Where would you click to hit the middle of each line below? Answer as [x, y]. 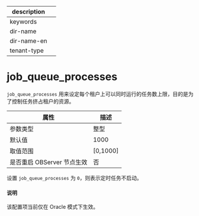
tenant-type [27, 51]
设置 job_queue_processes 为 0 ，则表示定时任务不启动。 [75, 178]
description [28, 12]
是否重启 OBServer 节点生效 [49, 162]
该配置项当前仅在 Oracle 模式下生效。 [53, 207]
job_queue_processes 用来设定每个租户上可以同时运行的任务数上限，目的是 [97, 94]
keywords [23, 22]
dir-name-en [29, 41]
